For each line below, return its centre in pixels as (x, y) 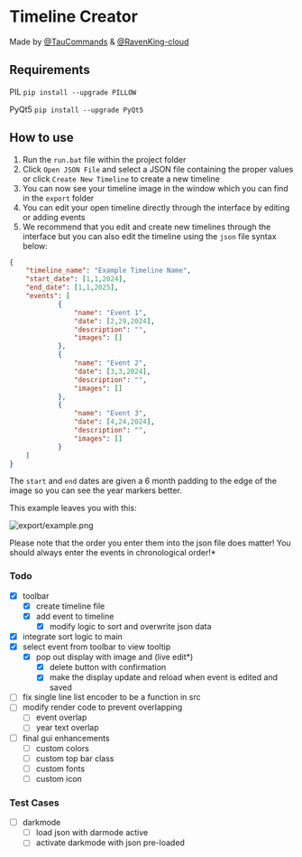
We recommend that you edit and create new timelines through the (146, 227)
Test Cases (35, 803)
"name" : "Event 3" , (110, 414)
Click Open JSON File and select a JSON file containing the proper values (158, 169)
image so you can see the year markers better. (96, 490)
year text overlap (67, 728)
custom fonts (60, 769)
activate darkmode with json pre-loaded (110, 843)
